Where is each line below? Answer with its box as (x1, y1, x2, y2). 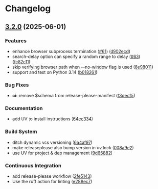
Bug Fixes (5, 81, 29, 88)
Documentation (5, 105, 43, 112)
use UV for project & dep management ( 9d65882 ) (12, 150, 113, 156)
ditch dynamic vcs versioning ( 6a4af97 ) (12, 139, 93, 145)
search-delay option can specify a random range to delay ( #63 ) (12, 54, 141, 59)
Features (5, 37, 27, 44)
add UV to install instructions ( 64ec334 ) (12, 116, 93, 122)
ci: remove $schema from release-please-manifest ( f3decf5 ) (12, 93, 135, 99)
